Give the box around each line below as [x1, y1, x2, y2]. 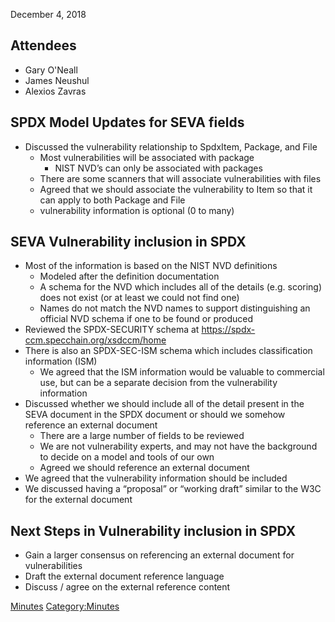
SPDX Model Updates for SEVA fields [10, 114, 245, 131]
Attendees [10, 37, 77, 54]
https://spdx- [201, 324, 256, 336]
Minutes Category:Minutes [10, 600, 120, 613]
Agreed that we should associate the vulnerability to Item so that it [39, 183, 313, 195]
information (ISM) [24, 355, 98, 368]
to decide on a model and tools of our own [39, 451, 215, 463]
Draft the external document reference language [24, 570, 225, 583]
